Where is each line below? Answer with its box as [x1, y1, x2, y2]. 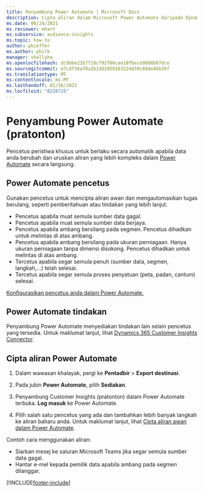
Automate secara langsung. [6, 160, 75, 167]
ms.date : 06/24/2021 [6, 20, 59, 26]
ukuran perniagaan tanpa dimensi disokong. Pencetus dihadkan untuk [15, 245, 190, 252]
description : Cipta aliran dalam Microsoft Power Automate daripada [6, 15, 183, 21]
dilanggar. [15, 467, 41, 475]
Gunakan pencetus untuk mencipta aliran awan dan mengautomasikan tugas [6, 194, 198, 202]
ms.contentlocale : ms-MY [6, 77, 69, 83]
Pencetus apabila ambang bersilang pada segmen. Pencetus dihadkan [15, 225, 192, 233]
